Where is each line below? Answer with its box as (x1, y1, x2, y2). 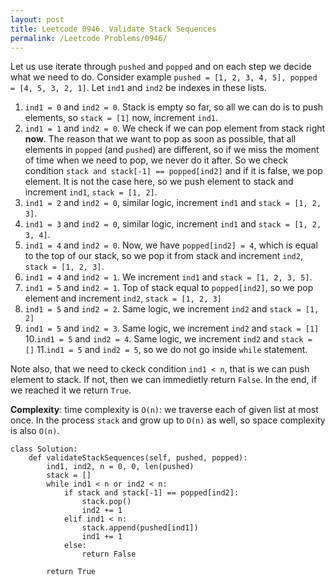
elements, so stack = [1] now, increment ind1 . (24, 112, 218, 124)
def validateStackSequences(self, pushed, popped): (28, 453, 248, 463)
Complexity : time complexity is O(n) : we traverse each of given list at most (10, 404, 319, 416)
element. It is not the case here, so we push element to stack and (24, 176, 294, 188)
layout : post (10, 14, 65, 25)
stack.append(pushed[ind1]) (81, 523, 199, 533)
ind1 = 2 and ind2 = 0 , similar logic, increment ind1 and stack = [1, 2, (24, 197, 322, 209)
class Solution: (10, 444, 78, 455)
